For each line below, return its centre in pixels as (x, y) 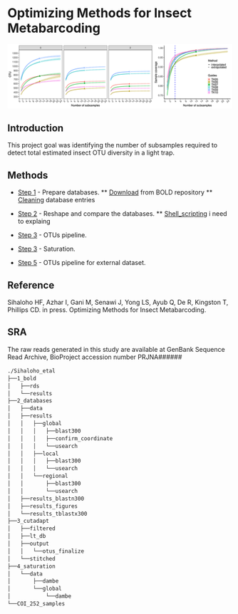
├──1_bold (22, 378)
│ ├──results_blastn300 (46, 499)
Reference (31, 285)
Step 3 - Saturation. (47, 249)
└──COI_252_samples (36, 604)
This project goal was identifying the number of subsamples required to (113, 145)
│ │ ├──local (33, 454)
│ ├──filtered (31, 529)
